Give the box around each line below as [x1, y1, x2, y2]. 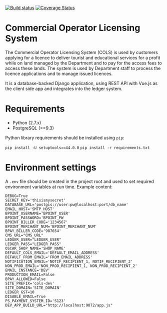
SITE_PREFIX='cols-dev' [5, 280, 55, 286]
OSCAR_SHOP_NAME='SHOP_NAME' [5, 245, 66, 251]
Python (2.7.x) [12, 119, 41, 125]
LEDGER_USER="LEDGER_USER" [5, 237, 61, 242]
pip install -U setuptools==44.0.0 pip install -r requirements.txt [5, 145, 150, 150]
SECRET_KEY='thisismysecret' [5, 197, 66, 202]
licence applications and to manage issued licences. [5, 70, 113, 76]
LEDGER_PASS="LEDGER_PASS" [5, 241, 61, 246]
